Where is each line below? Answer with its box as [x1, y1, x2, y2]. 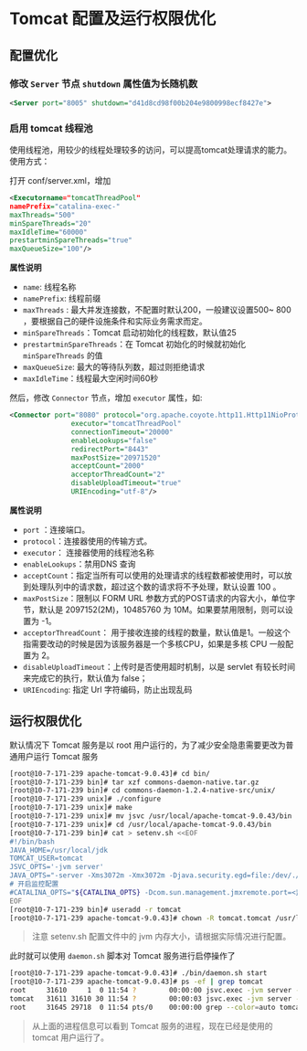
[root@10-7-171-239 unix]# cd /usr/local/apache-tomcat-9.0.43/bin [9, 820, 272, 829]
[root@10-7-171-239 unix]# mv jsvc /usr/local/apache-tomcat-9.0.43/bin [9, 812, 292, 821]
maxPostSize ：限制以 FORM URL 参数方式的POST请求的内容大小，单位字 [22, 592, 295, 603]
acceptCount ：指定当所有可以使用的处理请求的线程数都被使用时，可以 [22, 569, 285, 580]
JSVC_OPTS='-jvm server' [9, 863, 104, 872]
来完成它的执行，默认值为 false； [22, 673, 148, 684]
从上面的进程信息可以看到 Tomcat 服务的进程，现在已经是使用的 [31, 1020, 273, 1031]
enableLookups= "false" [70, 436, 157, 445]
